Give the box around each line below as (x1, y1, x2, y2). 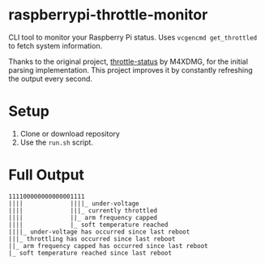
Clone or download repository (19, 128, 120, 138)
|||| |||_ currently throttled (8, 206, 158, 215)
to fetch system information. (8, 40, 103, 50)
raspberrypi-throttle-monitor (8, 6, 208, 24)
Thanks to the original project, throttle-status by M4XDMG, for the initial (8, 57, 249, 66)
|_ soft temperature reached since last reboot (8, 249, 173, 257)
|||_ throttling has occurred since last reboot (8, 234, 176, 243)
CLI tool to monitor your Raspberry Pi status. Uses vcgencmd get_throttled (8, 32, 258, 42)
